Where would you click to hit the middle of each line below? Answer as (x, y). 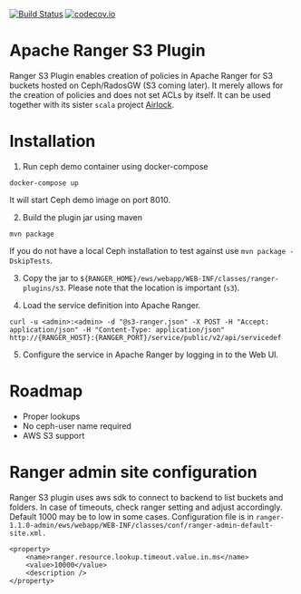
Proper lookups (51, 416)
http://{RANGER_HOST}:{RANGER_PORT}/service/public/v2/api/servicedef (146, 337)
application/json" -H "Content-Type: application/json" (117, 330)
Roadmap (46, 391)
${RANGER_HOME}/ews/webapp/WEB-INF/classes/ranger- (180, 278)
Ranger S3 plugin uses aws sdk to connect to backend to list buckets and (146, 497)
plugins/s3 (43, 288)
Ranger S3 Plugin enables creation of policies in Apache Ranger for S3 (141, 75)
